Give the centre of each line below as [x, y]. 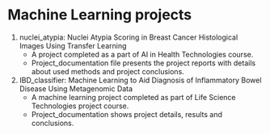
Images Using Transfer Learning [73, 45]
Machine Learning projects [100, 15]
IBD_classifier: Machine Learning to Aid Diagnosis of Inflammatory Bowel [140, 80]
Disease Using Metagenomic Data [76, 88]
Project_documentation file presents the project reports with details [143, 63]
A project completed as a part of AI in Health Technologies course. [142, 54]
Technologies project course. [80, 106]
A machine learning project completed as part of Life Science [133, 97]
